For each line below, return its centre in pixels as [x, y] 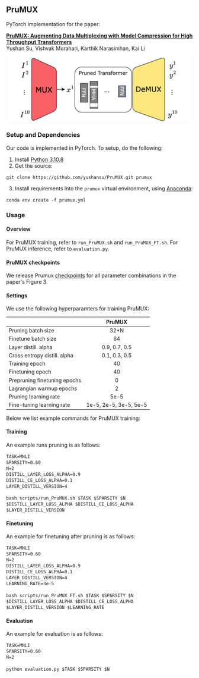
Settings [17, 295]
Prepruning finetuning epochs [45, 380]
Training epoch [27, 364]
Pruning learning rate [34, 397]
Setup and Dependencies [43, 135]
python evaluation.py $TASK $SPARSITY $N [58, 669]
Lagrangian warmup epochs [43, 388]
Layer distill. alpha [31, 347]
